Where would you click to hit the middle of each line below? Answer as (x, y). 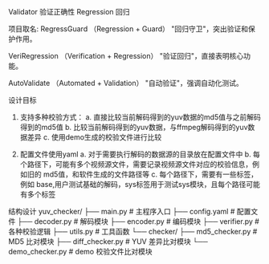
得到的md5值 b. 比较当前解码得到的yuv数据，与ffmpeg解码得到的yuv (134, 127)
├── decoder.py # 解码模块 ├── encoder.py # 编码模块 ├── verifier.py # (138, 221)
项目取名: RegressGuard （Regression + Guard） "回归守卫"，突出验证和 (128, 29)
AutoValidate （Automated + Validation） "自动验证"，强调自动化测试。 (126, 83)
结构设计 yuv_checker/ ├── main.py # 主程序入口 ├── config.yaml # (122, 211)
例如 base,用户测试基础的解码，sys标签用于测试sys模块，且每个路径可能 (140, 184)
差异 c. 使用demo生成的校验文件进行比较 (94, 137)
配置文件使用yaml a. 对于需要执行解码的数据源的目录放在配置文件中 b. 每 (140, 154)
